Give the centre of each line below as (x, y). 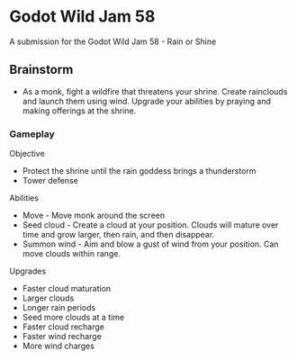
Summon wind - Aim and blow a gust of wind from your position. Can (150, 244)
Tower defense (50, 181)
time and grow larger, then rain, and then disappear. (118, 235)
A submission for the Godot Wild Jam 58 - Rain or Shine (113, 41)
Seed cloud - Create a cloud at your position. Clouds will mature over (150, 225)
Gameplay (32, 134)
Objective (27, 154)
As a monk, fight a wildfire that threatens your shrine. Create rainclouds (155, 91)
